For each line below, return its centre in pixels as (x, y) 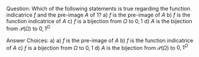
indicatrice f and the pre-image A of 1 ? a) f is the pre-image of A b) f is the (98, 15)
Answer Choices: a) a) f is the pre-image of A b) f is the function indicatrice (100, 40)
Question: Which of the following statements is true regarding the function (98, 9)
